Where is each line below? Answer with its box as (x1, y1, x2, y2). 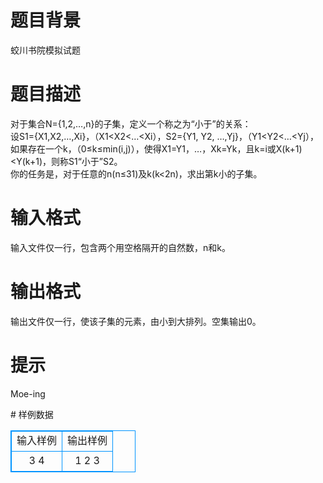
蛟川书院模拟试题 (10, 44, 81, 56)
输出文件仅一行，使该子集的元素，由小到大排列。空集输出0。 (10, 315, 262, 327)
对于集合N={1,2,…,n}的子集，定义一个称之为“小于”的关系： (10, 117, 252, 130)
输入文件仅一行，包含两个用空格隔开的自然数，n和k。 (10, 241, 231, 253)
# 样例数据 (10, 408, 54, 420)
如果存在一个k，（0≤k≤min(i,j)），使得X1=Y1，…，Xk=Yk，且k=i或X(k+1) (10, 142, 303, 155)
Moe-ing (10, 387, 46, 400)
